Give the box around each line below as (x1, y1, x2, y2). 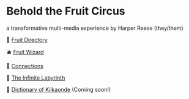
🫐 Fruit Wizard (6, 48, 44, 55)
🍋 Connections (6, 62, 44, 69)
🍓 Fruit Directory (6, 36, 48, 43)
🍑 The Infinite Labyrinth (6, 74, 65, 81)
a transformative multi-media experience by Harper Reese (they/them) (6, 24, 183, 32)
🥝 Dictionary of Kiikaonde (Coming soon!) (6, 86, 111, 93)
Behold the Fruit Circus (6, 4, 125, 18)
